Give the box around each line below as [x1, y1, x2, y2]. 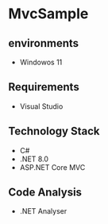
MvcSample [8, 5, 89, 23]
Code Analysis [8, 186, 82, 199]
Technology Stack [8, 125, 100, 138]
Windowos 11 [19, 57, 63, 67]
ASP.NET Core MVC [19, 162, 86, 172]
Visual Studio [19, 101, 64, 111]
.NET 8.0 [19, 154, 49, 164]
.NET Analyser [19, 207, 67, 216]
